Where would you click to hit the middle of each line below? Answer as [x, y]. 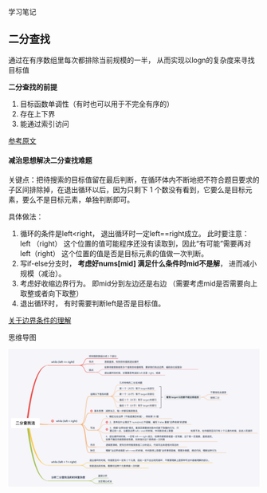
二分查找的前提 [33, 87]
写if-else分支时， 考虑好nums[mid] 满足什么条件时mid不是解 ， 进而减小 [138, 264]
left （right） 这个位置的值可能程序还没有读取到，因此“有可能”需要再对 [135, 244]
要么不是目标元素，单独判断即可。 [78, 200]
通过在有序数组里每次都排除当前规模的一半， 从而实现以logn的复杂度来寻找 [132, 60]
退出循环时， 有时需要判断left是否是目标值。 [92, 304]
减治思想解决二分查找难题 [50, 160]
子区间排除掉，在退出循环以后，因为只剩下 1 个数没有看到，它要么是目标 [127, 190]
